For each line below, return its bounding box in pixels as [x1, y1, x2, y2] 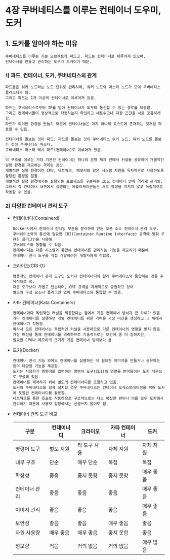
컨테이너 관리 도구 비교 [12, 411, 58, 417]
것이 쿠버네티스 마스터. [11, 142, 53, 147]
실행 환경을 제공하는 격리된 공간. [5, 163, 65, 168]
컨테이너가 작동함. [12, 321, 46, 326]
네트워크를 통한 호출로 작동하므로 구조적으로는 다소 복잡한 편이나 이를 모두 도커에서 [12, 396, 164, 401]
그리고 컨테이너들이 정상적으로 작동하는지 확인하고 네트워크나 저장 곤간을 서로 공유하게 [5, 111, 161, 116]
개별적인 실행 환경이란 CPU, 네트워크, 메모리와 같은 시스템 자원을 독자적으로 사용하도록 [5, 168, 164, 173]
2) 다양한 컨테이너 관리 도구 [5, 203, 68, 210]
